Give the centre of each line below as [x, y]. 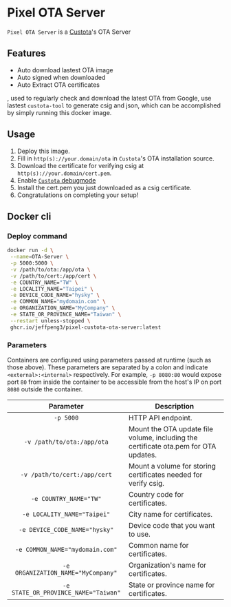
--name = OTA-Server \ [40, 257]
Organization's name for [167, 565]
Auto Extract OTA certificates [58, 85]
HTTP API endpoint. [160, 418]
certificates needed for [165, 475]
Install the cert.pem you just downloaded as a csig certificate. [104, 187]
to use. [140, 534]
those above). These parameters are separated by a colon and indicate [108, 367]
